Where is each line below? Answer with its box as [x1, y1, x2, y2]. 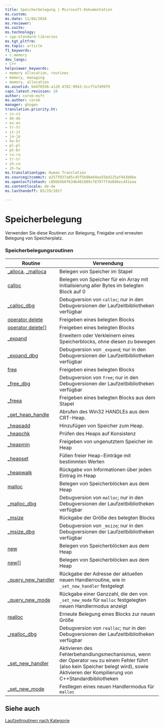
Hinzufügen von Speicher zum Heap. [59, 422, 144, 429]
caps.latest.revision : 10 [5, 89, 58, 94]
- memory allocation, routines [5, 71, 69, 76]
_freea [7, 397, 22, 404]
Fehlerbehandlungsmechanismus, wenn [59, 650, 151, 657]
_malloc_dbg [7, 500, 37, 507]
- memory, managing [5, 75, 45, 80]
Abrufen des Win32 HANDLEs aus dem [59, 408, 149, 415]
